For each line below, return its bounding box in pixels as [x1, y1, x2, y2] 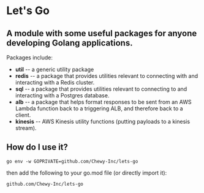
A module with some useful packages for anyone [6, 28, 197, 39]
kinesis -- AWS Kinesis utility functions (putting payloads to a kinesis [15, 118, 191, 125]
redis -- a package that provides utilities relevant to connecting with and [15, 72, 198, 80]
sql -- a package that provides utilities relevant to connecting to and [15, 85, 187, 93]
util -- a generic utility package [15, 66, 94, 73]
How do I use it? [6, 142, 69, 153]
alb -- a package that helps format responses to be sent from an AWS [15, 99, 192, 105]
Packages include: [6, 54, 53, 61]
